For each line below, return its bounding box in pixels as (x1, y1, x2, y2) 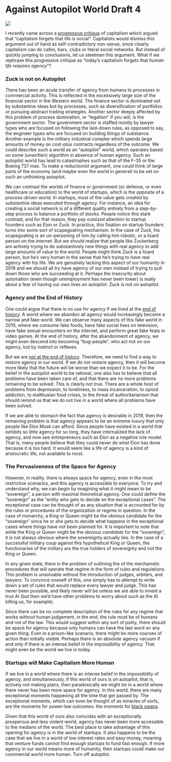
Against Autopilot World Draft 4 (5, 4, 141, 15)
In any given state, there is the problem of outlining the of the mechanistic (5, 560, 160, 566)
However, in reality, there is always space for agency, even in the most (5, 474, 153, 481)
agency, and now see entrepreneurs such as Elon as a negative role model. (5, 434, 163, 440)
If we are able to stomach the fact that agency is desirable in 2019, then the (5, 412, 163, 418)
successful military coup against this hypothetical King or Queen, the (5, 540, 150, 546)
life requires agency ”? (5, 62, 51, 68)
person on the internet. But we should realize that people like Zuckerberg (5, 238, 159, 244)
